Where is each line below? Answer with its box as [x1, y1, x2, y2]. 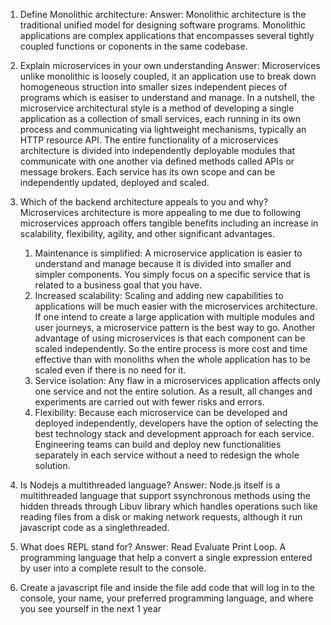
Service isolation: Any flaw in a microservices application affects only [34, 375, 321, 386]
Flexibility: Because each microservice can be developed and [34, 407, 288, 418]
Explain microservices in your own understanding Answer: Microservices [19, 60, 321, 71]
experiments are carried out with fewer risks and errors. [34, 396, 265, 408]
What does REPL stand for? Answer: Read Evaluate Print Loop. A [19, 541, 287, 553]
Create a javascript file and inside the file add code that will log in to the [19, 582, 315, 593]
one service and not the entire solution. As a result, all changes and [34, 385, 313, 397]
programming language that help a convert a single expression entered [19, 552, 313, 563]
